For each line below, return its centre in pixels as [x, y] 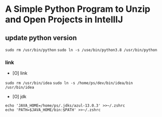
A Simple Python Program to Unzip [78, 9]
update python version [41, 38]
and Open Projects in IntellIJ [64, 19]
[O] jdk [19, 97]
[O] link [20, 73]
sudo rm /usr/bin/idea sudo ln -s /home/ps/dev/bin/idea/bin [69, 83]
